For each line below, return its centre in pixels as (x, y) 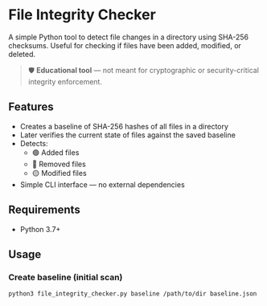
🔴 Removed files (59, 164)
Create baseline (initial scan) (66, 277)
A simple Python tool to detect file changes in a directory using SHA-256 (129, 37)
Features (31, 107)
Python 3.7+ (40, 229)
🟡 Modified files (59, 173)
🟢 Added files (55, 152)
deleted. (22, 54)
